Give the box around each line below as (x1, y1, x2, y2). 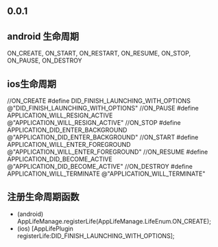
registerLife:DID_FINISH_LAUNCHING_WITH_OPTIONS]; (16, 231, 175, 239)
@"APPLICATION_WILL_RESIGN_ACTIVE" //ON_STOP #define (7, 119, 181, 127)
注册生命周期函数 (7, 191, 80, 203)
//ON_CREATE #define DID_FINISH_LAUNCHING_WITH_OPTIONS (7, 97, 191, 105)
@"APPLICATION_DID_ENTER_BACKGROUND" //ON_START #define (7, 133, 199, 141)
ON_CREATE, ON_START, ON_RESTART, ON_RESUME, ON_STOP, (7, 49, 191, 58)
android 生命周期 (7, 30, 80, 42)
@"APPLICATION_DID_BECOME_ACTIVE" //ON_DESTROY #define (7, 163, 193, 171)
